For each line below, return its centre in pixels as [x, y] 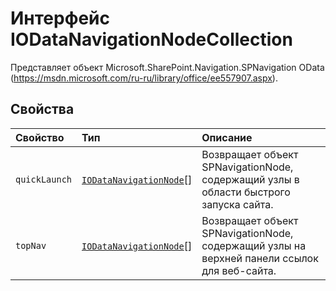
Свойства [42, 109]
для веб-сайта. [239, 270]
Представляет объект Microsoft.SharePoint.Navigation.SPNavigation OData [167, 67]
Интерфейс [60, 18]
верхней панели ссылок [260, 258]
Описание [227, 137]
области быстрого [246, 192]
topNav [31, 245]
